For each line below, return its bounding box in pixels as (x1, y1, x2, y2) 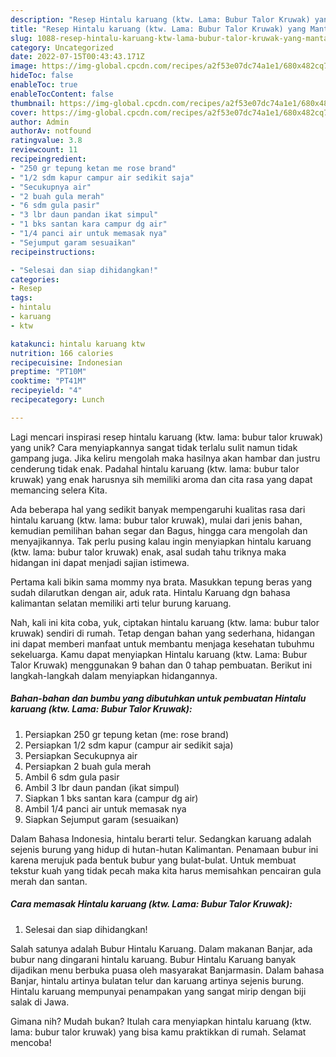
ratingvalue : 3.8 (10, 136, 83, 146)
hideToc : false (10, 71, 74, 81)
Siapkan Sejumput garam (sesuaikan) (24, 813, 180, 825)
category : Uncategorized (10, 42, 114, 53)
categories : (10, 274, 60, 285)
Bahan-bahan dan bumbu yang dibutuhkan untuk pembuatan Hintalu (10, 692, 307, 705)
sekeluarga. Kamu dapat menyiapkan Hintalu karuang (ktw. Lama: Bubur (10, 648, 308, 660)
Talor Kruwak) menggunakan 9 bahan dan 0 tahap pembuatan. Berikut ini (10, 659, 313, 671)
